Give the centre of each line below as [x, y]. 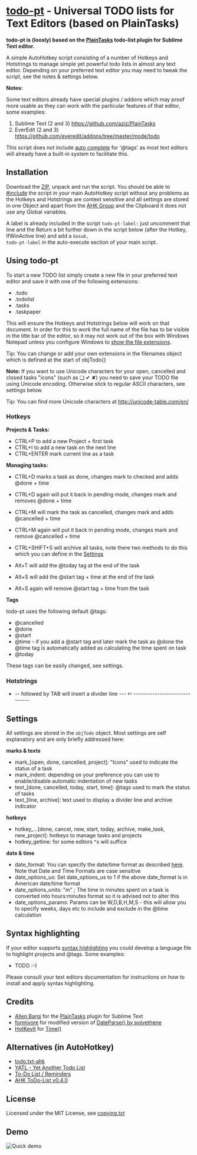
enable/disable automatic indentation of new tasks [76, 781]
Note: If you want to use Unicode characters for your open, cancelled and [96, 371]
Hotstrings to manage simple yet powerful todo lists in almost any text [91, 64]
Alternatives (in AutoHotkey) [60, 1047]
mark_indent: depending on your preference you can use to [87, 775]
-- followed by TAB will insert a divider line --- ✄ [73, 694]
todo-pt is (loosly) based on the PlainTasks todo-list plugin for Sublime [94, 40]
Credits [20, 1002]
